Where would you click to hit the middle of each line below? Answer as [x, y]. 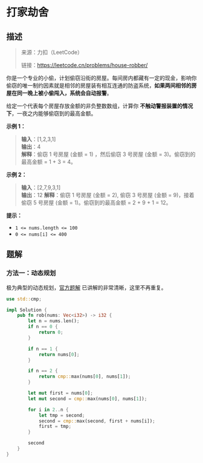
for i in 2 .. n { [48, 410]
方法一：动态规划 [31, 273]
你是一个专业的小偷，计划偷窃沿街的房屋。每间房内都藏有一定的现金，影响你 [101, 78]
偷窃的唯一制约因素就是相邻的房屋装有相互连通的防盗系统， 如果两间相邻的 [99, 86]
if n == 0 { [43, 327]
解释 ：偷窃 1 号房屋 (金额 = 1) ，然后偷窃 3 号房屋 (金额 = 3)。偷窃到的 [108, 154]
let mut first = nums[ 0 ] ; [61, 393]
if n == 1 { [43, 349]
